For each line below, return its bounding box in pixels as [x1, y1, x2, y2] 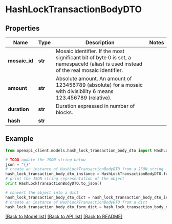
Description [85, 39, 115, 46]
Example [5, 134, 34, 143]
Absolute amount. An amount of [55, 75, 132, 82]
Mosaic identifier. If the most [55, 47, 124, 55]
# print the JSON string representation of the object [5, 176, 125, 182]
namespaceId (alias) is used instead [55, 60, 142, 67]
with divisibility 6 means [55, 88, 114, 95]
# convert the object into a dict [5, 190, 79, 195]
